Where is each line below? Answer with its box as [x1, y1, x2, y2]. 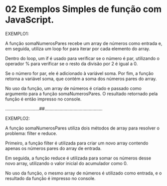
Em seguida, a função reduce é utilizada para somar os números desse [5, 155, 151, 161]
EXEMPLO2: [5, 115, 30, 121]
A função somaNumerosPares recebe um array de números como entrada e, [5, 40, 163, 46]
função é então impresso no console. [5, 96, 82, 102]
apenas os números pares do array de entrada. [5, 145, 102, 151]
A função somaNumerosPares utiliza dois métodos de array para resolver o [5, 125, 160, 131]
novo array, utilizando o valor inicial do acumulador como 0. [5, 160, 128, 166]
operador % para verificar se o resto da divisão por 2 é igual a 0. [5, 60, 138, 66]
